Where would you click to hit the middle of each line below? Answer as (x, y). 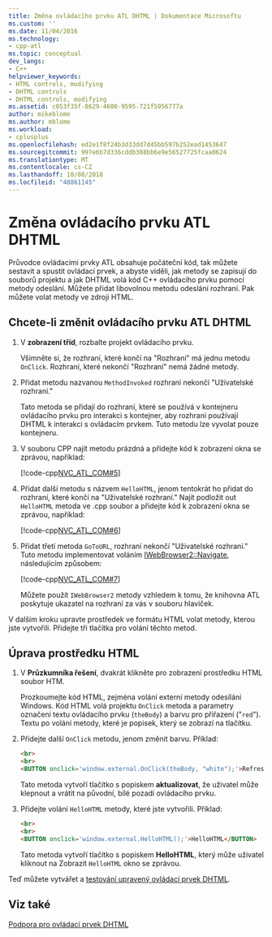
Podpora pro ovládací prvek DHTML (69, 924)
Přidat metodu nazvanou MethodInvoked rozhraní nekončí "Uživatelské (137, 382)
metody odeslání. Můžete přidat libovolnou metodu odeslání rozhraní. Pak (132, 288)
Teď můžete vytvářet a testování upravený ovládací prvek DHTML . (119, 878)
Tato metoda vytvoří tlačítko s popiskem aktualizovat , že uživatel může (139, 785)
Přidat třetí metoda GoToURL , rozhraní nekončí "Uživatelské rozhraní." (134, 546)
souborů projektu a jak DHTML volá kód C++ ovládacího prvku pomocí (127, 279)
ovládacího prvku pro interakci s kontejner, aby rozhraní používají (129, 415)
